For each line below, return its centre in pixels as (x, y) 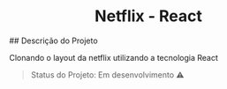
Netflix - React (148, 16)
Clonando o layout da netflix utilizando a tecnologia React (114, 57)
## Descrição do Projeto (54, 41)
